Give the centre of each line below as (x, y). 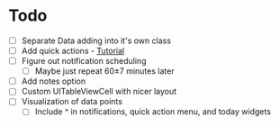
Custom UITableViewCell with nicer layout (99, 92)
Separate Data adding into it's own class (96, 40)
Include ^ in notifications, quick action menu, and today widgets (153, 112)
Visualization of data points (72, 102)
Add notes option (54, 81)
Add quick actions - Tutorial (73, 51)
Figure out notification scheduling (84, 61)
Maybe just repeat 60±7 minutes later (104, 71)
